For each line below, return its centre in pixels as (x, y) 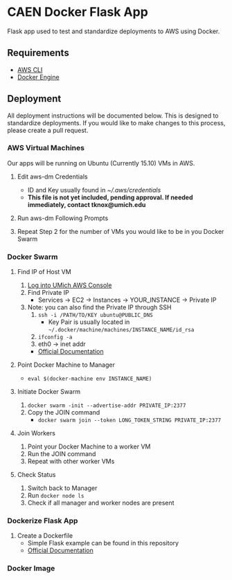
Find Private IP (48, 293)
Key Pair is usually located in (89, 322)
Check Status (36, 475)
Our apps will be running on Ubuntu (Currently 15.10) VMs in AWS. (101, 163)
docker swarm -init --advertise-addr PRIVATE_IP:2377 (107, 406)
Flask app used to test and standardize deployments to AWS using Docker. (114, 31)
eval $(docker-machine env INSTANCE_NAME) (90, 379)
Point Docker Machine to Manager (66, 365)
